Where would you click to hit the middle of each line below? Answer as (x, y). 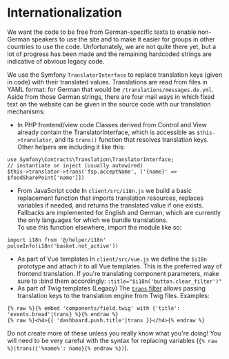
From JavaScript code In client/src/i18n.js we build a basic (104, 190)
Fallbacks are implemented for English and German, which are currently (119, 212)
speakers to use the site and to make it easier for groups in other (123, 39)
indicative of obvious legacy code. (56, 61)
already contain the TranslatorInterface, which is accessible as (106, 132)
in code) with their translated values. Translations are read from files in (108, 82)
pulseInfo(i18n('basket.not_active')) (63, 246)
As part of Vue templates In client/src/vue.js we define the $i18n (112, 259)
